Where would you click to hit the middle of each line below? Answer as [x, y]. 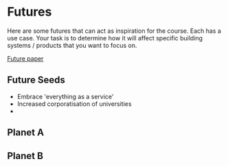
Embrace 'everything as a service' [65, 96]
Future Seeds [36, 80]
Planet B [25, 155]
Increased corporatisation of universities [74, 104]
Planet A [26, 133]
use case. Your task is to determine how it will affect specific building [105, 38]
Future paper [25, 58]
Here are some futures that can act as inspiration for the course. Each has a [114, 31]
